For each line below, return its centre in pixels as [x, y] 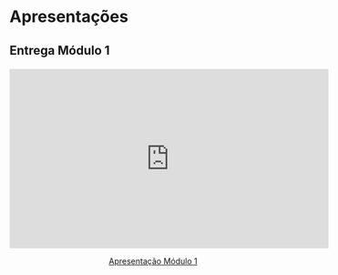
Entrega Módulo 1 [60, 51]
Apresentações [69, 17]
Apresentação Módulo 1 [153, 260]
